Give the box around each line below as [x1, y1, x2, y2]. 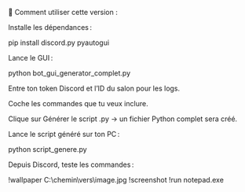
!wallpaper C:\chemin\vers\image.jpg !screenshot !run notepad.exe [8, 175, 224, 184]
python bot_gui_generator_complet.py [8, 68, 131, 78]
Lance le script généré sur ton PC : [8, 130, 120, 138]
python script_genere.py [8, 145, 88, 153]
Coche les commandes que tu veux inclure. [8, 99, 148, 108]
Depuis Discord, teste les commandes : [8, 160, 134, 169]
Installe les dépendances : [8, 23, 93, 31]
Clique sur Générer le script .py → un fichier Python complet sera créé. [8, 114, 238, 124]
